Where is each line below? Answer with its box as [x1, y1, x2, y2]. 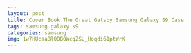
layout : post [7, 10, 45, 17]
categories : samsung [7, 29, 67, 36]
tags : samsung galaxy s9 [7, 23, 79, 30]
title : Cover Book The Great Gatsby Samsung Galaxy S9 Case [7, 17, 185, 23]
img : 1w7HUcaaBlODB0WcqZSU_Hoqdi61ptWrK [7, 36, 126, 43]
